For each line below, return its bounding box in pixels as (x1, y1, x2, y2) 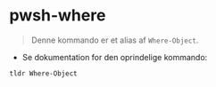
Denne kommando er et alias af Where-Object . (30, 35, 199, 45)
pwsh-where (9, 5, 106, 26)
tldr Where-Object (9, 68, 78, 78)
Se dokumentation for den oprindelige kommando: (21, 51, 208, 62)
